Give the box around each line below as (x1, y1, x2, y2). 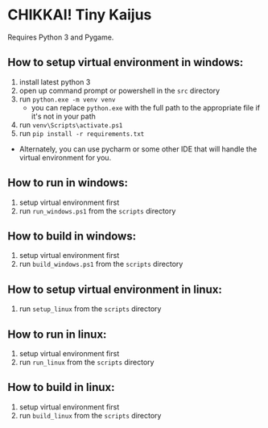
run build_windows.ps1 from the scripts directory (19, 260, 183, 269)
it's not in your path (31, 111, 96, 121)
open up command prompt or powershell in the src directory (19, 85, 221, 95)
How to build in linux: (7, 380, 115, 394)
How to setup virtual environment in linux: (7, 282, 222, 296)
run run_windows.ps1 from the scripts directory (19, 206, 176, 215)
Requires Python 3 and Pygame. (7, 32, 114, 42)
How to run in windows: (7, 176, 128, 190)
